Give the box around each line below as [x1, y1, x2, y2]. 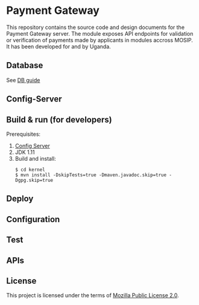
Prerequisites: [6, 130, 41, 138]
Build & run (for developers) [6, 114, 113, 124]
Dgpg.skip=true [14, 177, 54, 183]
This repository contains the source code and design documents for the [6, 24, 185, 31]
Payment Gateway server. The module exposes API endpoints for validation [6, 30, 194, 37]
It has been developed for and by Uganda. [6, 43, 112, 50]
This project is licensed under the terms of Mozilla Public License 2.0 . [6, 292, 179, 299]
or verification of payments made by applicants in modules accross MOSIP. [6, 36, 193, 43]
